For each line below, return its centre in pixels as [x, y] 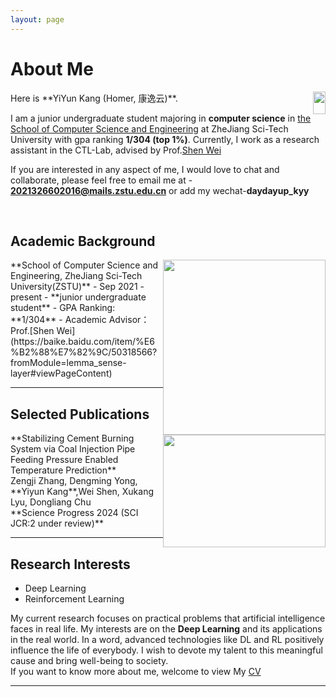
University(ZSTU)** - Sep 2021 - [77, 287]
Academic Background [83, 241]
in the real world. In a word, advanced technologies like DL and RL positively [167, 639]
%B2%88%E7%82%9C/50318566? [84, 352]
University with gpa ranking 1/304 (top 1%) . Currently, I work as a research [165, 139]
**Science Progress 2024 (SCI [74, 513]
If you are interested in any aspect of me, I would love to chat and [145, 169]
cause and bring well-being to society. [89, 660]
